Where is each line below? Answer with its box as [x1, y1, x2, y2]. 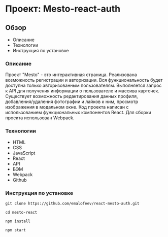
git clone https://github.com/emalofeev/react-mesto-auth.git [5, 201, 140, 206]
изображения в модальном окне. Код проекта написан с [5, 104, 129, 110]
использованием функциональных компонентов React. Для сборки [5, 110, 151, 116]
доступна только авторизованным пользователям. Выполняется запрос [5, 82, 162, 89]
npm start [5, 227, 26, 232]
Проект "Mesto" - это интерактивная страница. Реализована [5, 72, 137, 78]
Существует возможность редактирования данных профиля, [5, 93, 138, 99]
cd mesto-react [5, 210, 38, 215]
